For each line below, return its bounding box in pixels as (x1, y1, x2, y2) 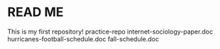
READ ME (7, 4, 64, 20)
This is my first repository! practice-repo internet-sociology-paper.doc (7, 27, 214, 36)
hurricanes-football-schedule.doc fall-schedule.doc (7, 34, 160, 43)
